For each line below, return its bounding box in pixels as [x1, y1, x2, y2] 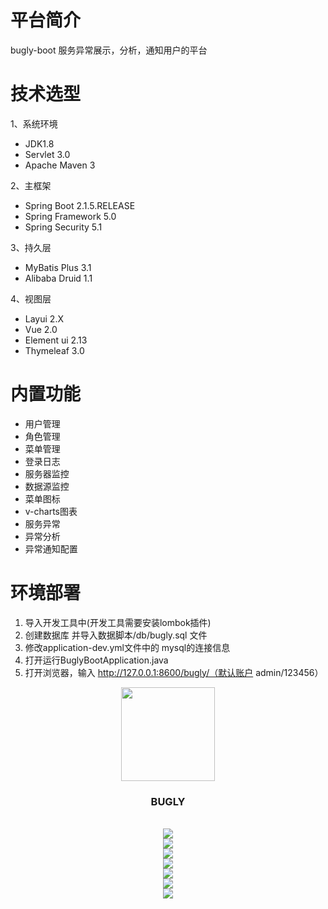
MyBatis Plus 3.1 [24, 261, 92, 273]
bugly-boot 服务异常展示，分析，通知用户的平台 [10, 44, 208, 56]
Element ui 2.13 [24, 334, 88, 346]
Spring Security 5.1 [24, 221, 103, 233]
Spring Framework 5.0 [24, 210, 117, 222]
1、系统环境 [10, 117, 58, 130]
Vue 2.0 [24, 323, 58, 335]
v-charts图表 [24, 505, 78, 517]
